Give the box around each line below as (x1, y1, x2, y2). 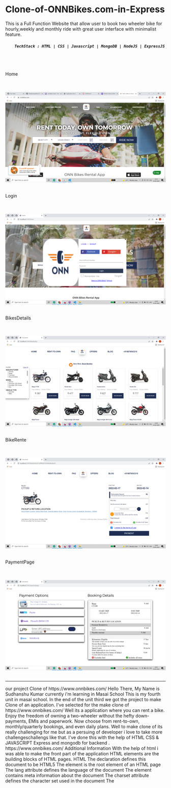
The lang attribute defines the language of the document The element (5, 767, 152, 773)
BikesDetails (5, 315, 32, 321)
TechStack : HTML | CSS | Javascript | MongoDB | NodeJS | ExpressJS (14, 43, 165, 49)
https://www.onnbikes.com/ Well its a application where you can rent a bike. (5, 707, 165, 713)
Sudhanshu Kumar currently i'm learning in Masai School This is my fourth (5, 691, 161, 697)
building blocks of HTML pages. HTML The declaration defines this (5, 756, 146, 762)
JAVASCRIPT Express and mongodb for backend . (5, 740, 110, 746)
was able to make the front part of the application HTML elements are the (5, 751, 159, 757)
